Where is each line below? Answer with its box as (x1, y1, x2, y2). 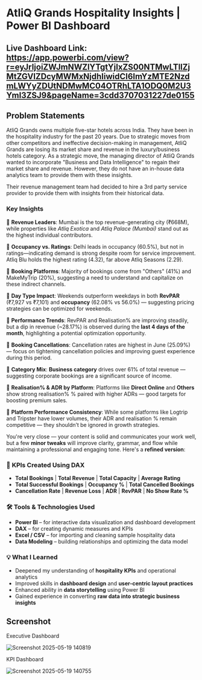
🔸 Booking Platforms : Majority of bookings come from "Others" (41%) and (6, 268, 192, 275)
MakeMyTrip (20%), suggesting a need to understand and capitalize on (6, 274, 184, 281)
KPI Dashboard (6, 656, 44, 663)
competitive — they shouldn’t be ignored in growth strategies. (6, 421, 160, 428)
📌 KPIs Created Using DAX (6, 461, 85, 469)
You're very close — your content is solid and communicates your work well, (6, 432, 197, 440)
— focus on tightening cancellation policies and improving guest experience (6, 347, 195, 354)
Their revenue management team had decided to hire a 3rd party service (6, 183, 188, 190)
